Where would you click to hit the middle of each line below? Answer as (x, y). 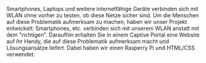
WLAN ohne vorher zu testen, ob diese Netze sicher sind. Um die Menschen (103, 15)
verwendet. (21, 54)
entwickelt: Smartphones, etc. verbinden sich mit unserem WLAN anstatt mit (103, 28)
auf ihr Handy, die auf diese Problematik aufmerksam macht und (88, 41)
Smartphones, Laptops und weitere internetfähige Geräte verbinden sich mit (102, 9)
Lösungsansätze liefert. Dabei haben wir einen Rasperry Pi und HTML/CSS (101, 48)
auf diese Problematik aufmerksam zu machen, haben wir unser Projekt (97, 22)
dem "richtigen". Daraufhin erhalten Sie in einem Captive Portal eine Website (103, 35)
